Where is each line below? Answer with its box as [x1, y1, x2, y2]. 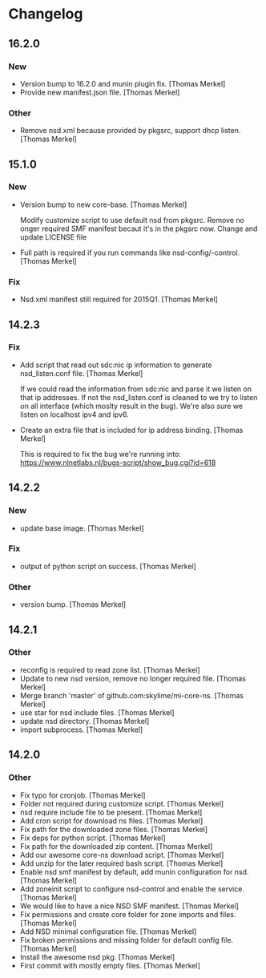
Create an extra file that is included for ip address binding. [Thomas [19, 425, 244, 434]
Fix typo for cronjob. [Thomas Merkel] [19, 790, 146, 800]
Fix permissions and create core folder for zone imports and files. [19, 909, 236, 919]
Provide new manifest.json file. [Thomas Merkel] [19, 87, 180, 97]
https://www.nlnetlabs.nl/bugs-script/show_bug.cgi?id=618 [19, 458, 216, 467]
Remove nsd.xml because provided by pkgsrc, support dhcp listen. [19, 126, 241, 135]
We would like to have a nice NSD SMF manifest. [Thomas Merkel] [19, 901, 239, 911]
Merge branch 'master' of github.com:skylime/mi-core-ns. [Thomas [19, 690, 244, 700]
